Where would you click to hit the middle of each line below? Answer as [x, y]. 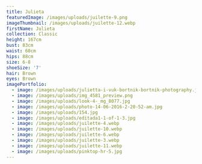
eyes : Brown [21, 79]
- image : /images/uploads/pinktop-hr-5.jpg [67, 151]
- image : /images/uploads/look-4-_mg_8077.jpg [71, 101]
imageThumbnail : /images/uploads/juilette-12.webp [71, 23]
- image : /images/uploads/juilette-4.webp [66, 124]
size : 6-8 [19, 62]
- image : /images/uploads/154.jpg [55, 112]
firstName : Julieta [31, 29]
